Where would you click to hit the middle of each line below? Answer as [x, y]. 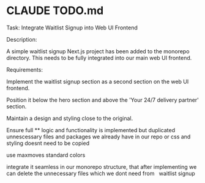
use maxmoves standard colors [46, 155]
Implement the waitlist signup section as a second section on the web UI [98, 81]
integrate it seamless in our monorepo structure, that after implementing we [102, 166]
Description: [22, 39]
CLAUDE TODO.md [55, 11]
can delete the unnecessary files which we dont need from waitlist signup [101, 173]
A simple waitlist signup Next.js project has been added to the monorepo [98, 51]
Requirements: [24, 69]
